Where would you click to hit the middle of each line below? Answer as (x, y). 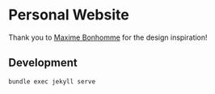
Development (43, 63)
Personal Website (69, 15)
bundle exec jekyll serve (52, 81)
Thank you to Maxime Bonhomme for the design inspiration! (108, 37)
